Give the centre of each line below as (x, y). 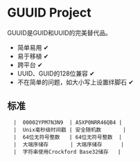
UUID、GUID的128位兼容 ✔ (56, 73)
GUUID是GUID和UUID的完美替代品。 (60, 33)
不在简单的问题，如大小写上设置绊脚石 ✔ (75, 82)
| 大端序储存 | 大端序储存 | (69, 144)
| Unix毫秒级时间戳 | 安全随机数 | (70, 129)
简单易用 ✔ (33, 47)
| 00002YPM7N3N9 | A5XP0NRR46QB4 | (68, 123)
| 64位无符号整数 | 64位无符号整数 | (68, 137)
